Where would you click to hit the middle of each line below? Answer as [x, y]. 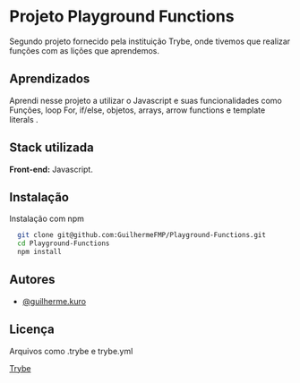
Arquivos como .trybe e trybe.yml [71, 351]
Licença [32, 330]
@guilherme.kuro [54, 301]
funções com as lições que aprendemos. [84, 50]
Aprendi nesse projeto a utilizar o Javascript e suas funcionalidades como [146, 100]
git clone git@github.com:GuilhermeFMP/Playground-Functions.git [142, 235]
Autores [32, 280]
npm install [40, 252]
